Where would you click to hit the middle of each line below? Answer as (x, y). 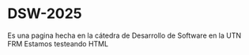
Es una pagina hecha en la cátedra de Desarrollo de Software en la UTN (124, 35)
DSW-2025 (45, 14)
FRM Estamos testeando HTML (58, 43)
